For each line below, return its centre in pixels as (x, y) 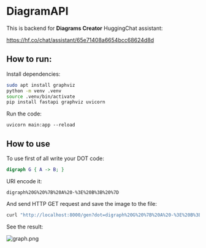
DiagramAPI (37, 11)
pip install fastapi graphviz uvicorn (56, 102)
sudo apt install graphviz (41, 85)
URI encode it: (24, 181)
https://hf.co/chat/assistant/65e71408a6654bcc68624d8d (80, 40)
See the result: (25, 227)
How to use (28, 144)
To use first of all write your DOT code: (55, 159)
